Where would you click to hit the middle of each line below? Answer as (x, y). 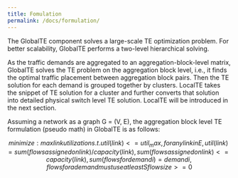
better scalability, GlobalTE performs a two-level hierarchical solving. (108, 48)
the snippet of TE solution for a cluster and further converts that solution (113, 93)
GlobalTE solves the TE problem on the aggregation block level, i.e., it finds (117, 70)
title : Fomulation (34, 14)
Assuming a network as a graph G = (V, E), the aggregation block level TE (115, 121)
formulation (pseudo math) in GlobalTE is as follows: (84, 129)
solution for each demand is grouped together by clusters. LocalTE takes (114, 85)
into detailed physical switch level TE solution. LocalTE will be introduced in (118, 100)
